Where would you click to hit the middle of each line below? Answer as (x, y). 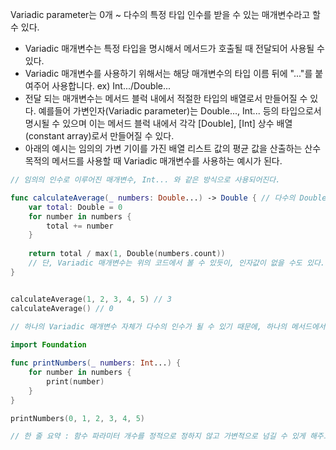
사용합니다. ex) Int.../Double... (111, 86)
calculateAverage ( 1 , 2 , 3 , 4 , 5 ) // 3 (91, 299)
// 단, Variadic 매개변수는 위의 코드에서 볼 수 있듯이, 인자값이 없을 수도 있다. (176, 263)
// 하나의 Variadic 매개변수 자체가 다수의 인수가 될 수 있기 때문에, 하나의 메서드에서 (168, 327)
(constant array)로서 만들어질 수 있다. (99, 136)
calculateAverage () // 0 (62, 308)
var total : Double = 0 (75, 207)
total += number (80, 226)
